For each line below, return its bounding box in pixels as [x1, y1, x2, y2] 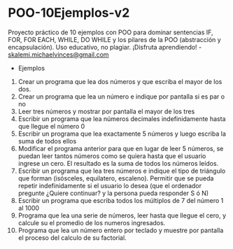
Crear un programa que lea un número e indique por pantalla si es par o [17, 92, 225, 101]
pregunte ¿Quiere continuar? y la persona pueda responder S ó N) [17, 189, 209, 197]
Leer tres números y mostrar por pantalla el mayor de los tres [17, 107, 195, 115]
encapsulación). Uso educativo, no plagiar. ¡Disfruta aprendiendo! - [8, 43, 202, 51]
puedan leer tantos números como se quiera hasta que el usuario [17, 152, 206, 160]
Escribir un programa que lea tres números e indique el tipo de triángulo [17, 166, 226, 175]
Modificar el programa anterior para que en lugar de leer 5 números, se [17, 144, 224, 152]
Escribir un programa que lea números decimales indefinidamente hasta [17, 114, 226, 123]
